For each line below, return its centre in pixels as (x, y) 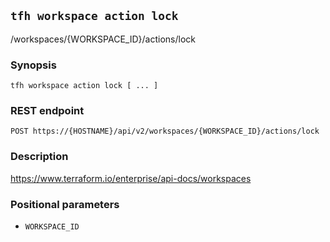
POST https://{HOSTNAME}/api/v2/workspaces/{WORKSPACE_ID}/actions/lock (165, 131)
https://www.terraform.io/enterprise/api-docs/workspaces (131, 178)
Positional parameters (65, 204)
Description (39, 157)
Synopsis (33, 65)
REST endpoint (47, 111)
